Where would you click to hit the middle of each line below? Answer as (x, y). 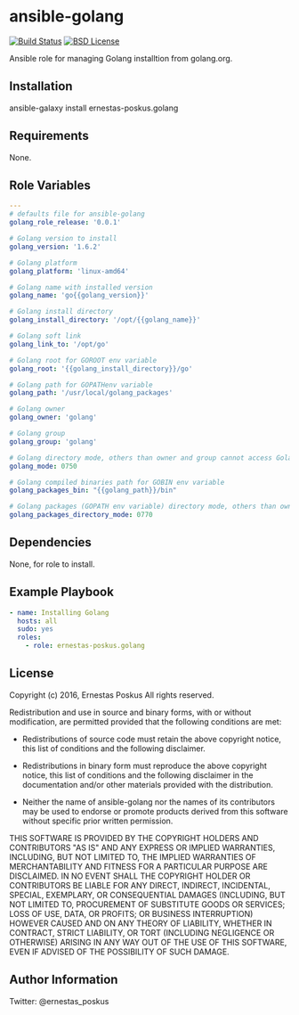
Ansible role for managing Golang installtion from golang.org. (121, 58)
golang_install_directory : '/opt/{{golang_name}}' (105, 320)
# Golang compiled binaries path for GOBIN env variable (117, 482)
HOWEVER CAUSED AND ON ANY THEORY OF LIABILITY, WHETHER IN (141, 923)
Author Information (64, 980)
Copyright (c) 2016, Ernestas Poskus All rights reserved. (112, 695)
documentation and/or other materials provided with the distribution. (147, 784)
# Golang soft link (45, 336)
